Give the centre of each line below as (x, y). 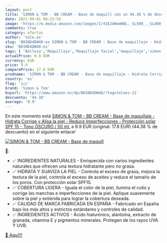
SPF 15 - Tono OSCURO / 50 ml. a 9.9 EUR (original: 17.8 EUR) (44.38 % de (82, 126)
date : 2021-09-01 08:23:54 (33, 19)
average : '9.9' (21, 102)
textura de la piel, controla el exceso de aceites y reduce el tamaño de (84, 177)
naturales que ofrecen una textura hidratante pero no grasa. (74, 166)
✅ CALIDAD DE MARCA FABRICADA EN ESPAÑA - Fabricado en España (85, 204)
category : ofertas (24, 33)
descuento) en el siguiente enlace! (41, 132)
